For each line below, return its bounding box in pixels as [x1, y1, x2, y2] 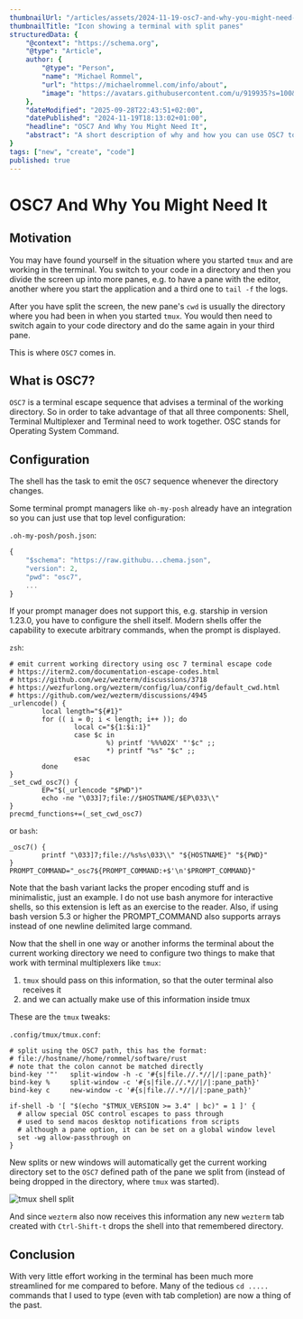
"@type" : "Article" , [25, 47, 103, 56]
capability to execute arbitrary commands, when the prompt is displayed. [9, 624, 281, 636]
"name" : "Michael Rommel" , [41, 72, 143, 81]
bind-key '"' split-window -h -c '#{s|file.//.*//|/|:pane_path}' [9, 1070, 272, 1079]
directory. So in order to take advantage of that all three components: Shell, [9, 407, 289, 418]
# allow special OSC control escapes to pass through [17, 1110, 224, 1119]
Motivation [9, 231, 72, 246]
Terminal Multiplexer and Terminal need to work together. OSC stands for [9, 416, 281, 427]
